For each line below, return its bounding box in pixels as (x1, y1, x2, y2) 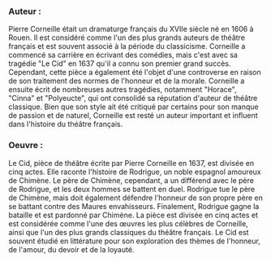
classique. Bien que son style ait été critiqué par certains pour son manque (8, 102, 259, 111)
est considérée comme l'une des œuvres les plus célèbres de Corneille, (8, 218, 249, 229)
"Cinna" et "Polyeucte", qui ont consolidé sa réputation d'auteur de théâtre (8, 94, 258, 103)
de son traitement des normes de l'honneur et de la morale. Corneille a (8, 76, 245, 86)
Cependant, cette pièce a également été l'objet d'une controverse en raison (8, 68, 261, 77)
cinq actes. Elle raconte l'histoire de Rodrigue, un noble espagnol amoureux (8, 167, 261, 177)
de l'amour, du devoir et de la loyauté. (8, 244, 135, 254)
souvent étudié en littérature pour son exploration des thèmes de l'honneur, (8, 236, 261, 246)
